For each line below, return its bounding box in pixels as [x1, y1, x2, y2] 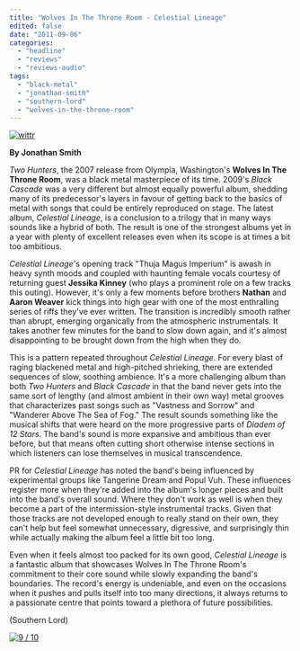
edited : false [9, 22, 63, 31]
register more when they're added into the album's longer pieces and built [9, 485, 284, 495]
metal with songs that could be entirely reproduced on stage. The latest [9, 203, 274, 214]
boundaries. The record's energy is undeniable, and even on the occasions [9, 578, 287, 589]
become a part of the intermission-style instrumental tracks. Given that [9, 504, 272, 514]
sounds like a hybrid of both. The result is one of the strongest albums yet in [9, 222, 292, 233]
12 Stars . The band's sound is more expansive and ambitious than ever [9, 429, 271, 440]
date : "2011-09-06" [9, 30, 83, 39]
